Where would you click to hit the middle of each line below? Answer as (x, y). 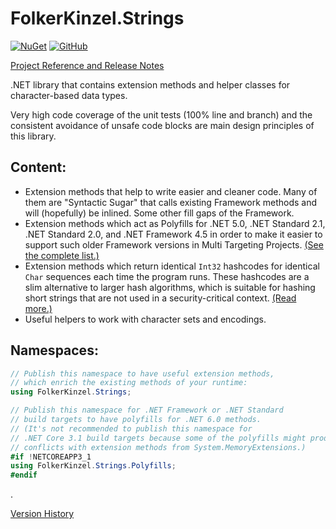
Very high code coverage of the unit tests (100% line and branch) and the (161, 114)
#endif (24, 475)
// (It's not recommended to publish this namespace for (131, 428)
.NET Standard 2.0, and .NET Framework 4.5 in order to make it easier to (173, 234)
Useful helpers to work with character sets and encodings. (145, 319)
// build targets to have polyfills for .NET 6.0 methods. (136, 420)
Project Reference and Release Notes (87, 65)
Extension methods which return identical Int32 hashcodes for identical (172, 266)
